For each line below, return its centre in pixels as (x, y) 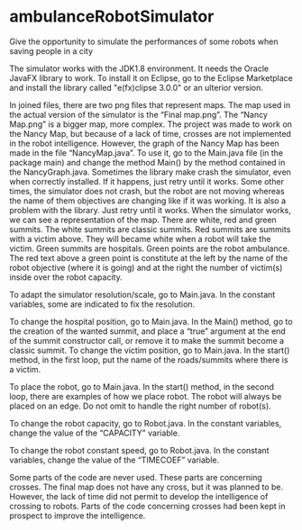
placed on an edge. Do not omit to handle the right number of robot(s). (141, 406)
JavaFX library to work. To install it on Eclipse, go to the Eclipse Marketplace (151, 77)
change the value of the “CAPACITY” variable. (95, 433)
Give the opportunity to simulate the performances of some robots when (144, 41)
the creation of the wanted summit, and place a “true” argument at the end (147, 331)
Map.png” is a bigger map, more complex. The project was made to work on (151, 124)
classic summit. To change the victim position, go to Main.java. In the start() (150, 350)
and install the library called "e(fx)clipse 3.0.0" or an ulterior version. (136, 87)
